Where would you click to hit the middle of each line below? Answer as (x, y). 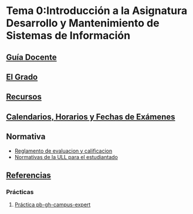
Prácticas (20, 192)
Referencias (29, 175)
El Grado (22, 77)
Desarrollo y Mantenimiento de (83, 23)
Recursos (24, 97)
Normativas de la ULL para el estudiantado (66, 157)
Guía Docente (31, 57)
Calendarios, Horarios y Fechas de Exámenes (91, 117)
